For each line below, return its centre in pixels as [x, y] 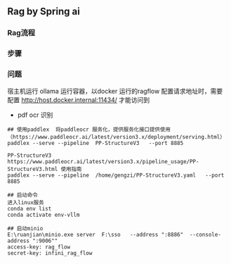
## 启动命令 [23, 195]
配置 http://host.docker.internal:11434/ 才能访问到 [79, 100]
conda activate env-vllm [44, 215]
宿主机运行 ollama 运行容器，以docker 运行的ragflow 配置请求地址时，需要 [115, 91]
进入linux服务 [26, 202]
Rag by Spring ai [44, 12]
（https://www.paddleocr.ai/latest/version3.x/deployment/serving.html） [117, 137]
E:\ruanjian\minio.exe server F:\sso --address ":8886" [95, 234]
